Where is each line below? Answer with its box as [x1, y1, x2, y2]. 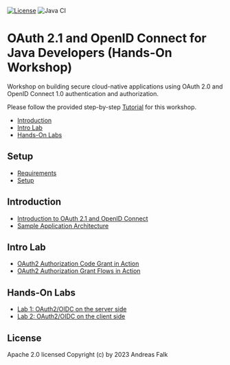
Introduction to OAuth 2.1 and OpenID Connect [16, 214, 149, 222]
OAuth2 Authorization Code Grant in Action [16, 259, 139, 268]
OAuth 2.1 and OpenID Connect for [7, 31, 207, 46]
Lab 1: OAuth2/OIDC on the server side [16, 305, 127, 314]
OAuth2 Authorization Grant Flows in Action [16, 267, 141, 275]
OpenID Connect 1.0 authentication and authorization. [7, 89, 159, 97]
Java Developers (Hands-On [7, 45, 173, 61]
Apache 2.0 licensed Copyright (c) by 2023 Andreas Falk [7, 351, 168, 358]
